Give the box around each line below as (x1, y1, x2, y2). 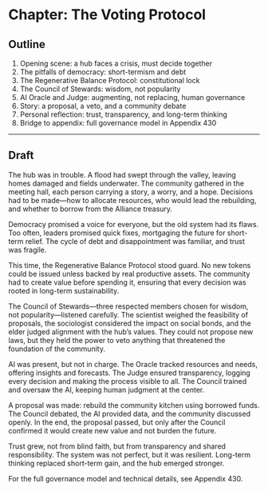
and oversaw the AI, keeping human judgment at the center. (8, 385, 205, 394)
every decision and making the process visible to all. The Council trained (8, 376, 247, 385)
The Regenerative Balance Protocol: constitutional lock (19, 76, 200, 85)
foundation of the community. (8, 344, 106, 353)
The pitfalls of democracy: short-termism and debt (19, 67, 187, 77)
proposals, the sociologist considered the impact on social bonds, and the (8, 318, 251, 328)
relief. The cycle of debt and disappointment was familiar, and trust (25, 236, 246, 245)
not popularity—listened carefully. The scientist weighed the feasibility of (8, 309, 249, 319)
